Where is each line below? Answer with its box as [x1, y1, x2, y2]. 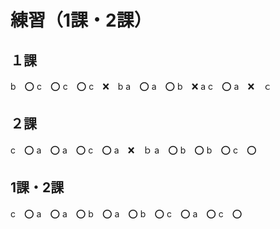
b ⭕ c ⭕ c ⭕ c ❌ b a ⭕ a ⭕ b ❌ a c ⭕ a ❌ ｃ [10, 81, 273, 92]
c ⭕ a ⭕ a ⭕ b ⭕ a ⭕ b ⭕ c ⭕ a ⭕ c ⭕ [10, 207, 243, 220]
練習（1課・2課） [10, 9, 152, 32]
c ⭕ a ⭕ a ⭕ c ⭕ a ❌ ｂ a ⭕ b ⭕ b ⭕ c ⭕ [10, 144, 257, 156]
